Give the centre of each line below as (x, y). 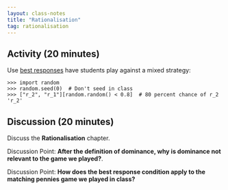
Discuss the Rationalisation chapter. (59, 138)
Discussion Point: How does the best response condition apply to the (106, 172)
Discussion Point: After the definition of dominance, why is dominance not (114, 151)
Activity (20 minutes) (53, 54)
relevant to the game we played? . (55, 159)
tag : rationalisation (38, 26)
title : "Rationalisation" (44, 20)
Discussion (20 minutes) (61, 121)
